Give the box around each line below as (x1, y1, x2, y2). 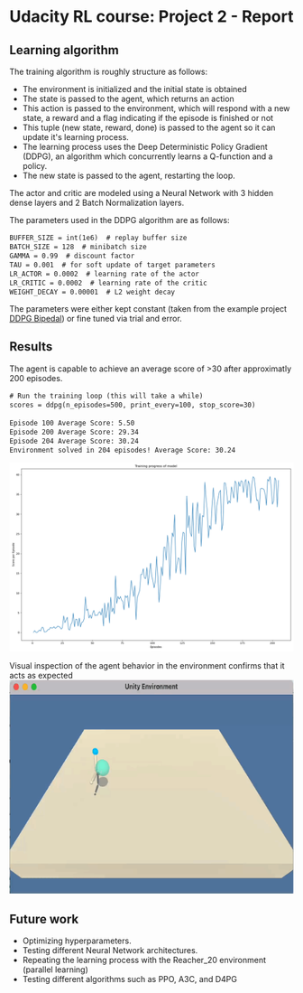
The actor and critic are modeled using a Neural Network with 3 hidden (9, 188, 273, 198)
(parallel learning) (22, 964, 88, 975)
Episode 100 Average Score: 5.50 (9, 418, 135, 427)
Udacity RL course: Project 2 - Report (9, 6, 294, 27)
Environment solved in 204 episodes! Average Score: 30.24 (9, 445, 236, 454)
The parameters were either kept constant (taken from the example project (9, 304, 287, 314)
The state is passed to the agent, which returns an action (22, 93, 234, 104)
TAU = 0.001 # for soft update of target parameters (9, 260, 216, 269)
